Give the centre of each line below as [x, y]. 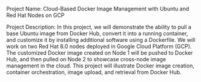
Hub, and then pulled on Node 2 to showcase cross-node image [86, 59]
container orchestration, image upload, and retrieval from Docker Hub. [94, 72]
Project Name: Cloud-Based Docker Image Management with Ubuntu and [98, 9]
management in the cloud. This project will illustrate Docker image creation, [100, 66]
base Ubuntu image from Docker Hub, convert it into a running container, [97, 33]
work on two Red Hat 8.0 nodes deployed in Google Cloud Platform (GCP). [99, 46]
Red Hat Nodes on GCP [35, 15]
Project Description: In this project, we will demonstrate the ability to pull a [99, 27]
